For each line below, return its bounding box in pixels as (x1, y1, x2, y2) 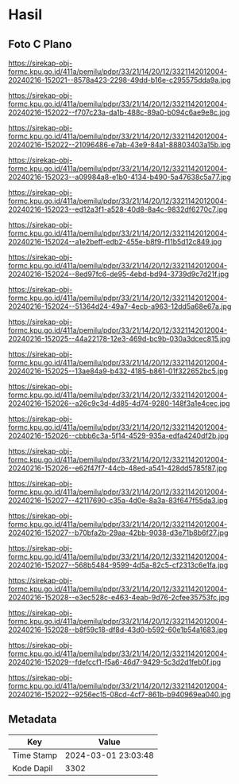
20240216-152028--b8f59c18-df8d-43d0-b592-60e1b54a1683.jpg (8, 625, 228, 634)
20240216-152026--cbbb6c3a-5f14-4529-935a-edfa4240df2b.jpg (8, 431, 229, 440)
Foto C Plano (8, 37, 72, 51)
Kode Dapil (12, 763, 53, 774)
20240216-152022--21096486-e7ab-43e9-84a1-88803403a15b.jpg (8, 140, 231, 149)
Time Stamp (12, 750, 58, 761)
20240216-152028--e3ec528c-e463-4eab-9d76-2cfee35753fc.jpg (8, 593, 229, 602)
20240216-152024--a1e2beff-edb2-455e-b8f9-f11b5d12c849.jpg (8, 237, 222, 246)
